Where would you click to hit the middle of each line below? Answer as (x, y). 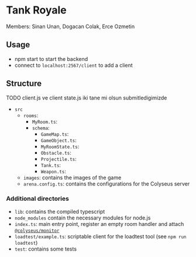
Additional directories (37, 198)
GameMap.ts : (55, 134)
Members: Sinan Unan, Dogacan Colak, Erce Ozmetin (71, 26)
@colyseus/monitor (37, 231)
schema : (41, 128)
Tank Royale (37, 10)
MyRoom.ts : (44, 121)
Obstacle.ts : (56, 152)
